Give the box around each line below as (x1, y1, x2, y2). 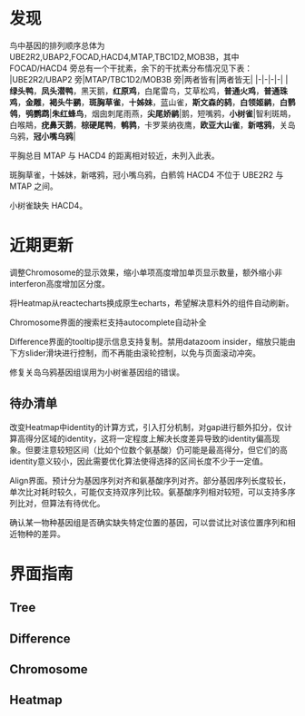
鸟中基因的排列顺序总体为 (9, 40, 105, 51)
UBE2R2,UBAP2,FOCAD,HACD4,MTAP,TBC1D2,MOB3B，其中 (9, 51, 240, 62)
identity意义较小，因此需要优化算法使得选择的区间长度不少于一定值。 (9, 456, 269, 466)
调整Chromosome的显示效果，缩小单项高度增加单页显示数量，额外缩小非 (9, 267, 283, 278)
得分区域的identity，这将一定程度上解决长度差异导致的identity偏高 (25, 433, 272, 444)
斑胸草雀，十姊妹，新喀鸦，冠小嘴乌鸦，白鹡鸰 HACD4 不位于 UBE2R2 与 (9, 169, 284, 180)
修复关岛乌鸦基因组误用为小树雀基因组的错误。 (9, 367, 184, 378)
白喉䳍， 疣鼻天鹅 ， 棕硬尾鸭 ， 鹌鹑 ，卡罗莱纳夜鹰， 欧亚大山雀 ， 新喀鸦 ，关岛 (9, 119, 296, 130)
